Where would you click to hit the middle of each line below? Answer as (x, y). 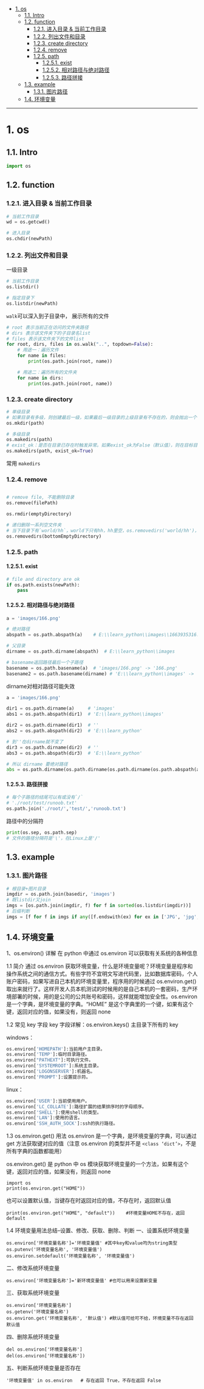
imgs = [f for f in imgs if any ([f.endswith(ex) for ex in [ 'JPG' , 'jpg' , (103, 917)
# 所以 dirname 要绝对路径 (37, 764)
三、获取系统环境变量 (33, 1293)
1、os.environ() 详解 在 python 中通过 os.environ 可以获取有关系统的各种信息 (102, 953)
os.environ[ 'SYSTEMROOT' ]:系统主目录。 (54, 1066)
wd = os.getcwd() (28, 222)
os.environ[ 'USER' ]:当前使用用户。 (48, 1101)
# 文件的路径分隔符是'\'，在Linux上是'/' (53, 838)
